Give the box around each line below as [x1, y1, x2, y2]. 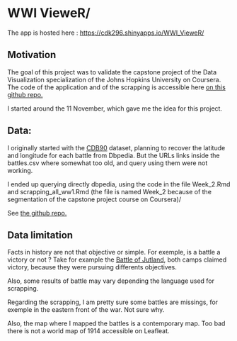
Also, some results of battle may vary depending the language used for [7, 276, 214, 285]
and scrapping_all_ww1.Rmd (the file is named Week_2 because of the [7, 187, 212, 196]
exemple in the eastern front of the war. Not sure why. [7, 306, 165, 314]
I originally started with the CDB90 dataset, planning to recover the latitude [7, 143, 226, 152]
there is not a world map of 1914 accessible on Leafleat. [7, 327, 170, 335]
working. [7, 166, 33, 174]
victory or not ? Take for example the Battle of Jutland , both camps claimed [7, 255, 227, 264]
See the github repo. [7, 208, 67, 217]
